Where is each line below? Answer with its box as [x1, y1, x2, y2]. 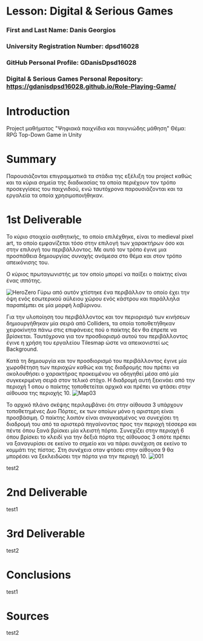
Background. [6, 345, 38, 353]
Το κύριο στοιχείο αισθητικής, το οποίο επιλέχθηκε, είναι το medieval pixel [6, 233, 194, 240]
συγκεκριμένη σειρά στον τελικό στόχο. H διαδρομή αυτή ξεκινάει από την [6, 376, 195, 384]
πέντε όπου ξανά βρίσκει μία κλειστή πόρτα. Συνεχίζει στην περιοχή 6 [6, 427, 184, 434]
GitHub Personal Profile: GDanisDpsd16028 [6, 58, 137, 67]
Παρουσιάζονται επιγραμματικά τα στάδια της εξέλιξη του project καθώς [6, 172, 192, 179]
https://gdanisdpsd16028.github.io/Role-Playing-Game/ [6, 82, 177, 90]
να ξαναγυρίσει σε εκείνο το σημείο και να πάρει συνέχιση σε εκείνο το [6, 439, 187, 447]
